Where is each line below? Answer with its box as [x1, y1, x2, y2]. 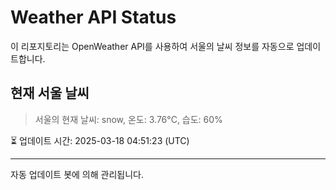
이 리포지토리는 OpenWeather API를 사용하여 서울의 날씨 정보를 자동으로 [10, 40, 295, 52]
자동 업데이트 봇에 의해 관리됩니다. [10, 168, 144, 180]
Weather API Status [10, 6, 177, 29]
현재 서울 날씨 [10, 85, 90, 102]
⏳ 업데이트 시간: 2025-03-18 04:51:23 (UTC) [10, 134, 190, 146]
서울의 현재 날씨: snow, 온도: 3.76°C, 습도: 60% [34, 113, 223, 125]
